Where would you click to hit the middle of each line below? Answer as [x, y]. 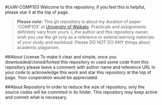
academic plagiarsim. [38, 47]
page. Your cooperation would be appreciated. [52, 78]
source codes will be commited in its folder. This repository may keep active [81, 92]
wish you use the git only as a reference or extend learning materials [86, 37]
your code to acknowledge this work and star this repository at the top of [78, 72]
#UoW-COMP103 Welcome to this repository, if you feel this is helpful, [75, 7]
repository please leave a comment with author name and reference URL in [80, 67]
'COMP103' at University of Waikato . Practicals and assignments [81, 27]
